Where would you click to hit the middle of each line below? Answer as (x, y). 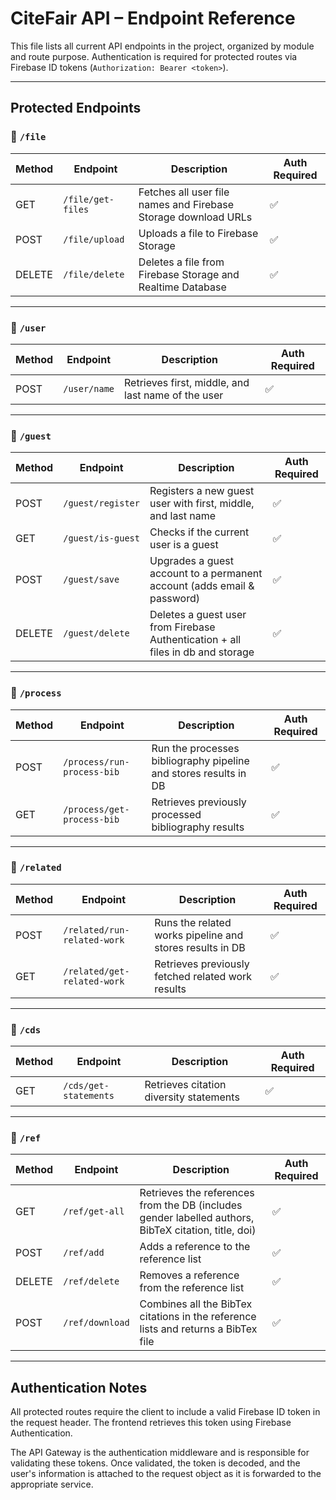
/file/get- (89, 199)
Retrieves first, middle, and (187, 382)
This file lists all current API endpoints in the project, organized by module (162, 46)
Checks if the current (199, 532)
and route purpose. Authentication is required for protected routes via (154, 56)
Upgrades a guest (191, 561)
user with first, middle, (202, 504)
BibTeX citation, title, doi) (198, 1230)
